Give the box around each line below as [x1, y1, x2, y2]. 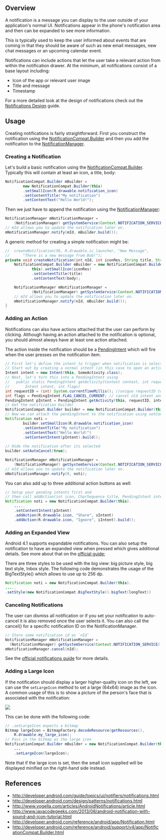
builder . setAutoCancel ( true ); [5, 449, 68, 454]
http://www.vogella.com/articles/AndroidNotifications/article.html [12, 803, 146, 809]
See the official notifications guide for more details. [5, 655, 110, 661]
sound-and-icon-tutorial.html [12, 813, 72, 819]
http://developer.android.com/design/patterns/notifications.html [12, 797, 143, 803]
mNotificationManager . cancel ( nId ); [5, 647, 79, 652]
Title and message [12, 83, 50, 89]
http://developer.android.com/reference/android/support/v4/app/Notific [12, 824, 159, 830]
